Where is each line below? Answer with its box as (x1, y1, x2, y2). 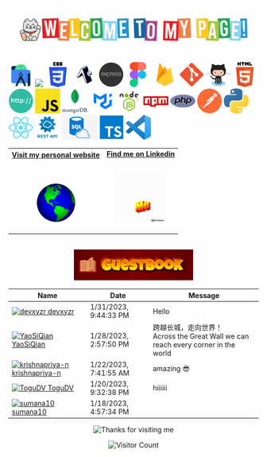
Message (188, 290, 220, 300)
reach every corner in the (152, 340, 236, 350)
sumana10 (11, 407, 48, 416)
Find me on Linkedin (106, 149, 176, 159)
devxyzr (47, 306, 75, 316)
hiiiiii (152, 383, 168, 393)
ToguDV (47, 383, 74, 393)
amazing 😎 (152, 364, 191, 374)
